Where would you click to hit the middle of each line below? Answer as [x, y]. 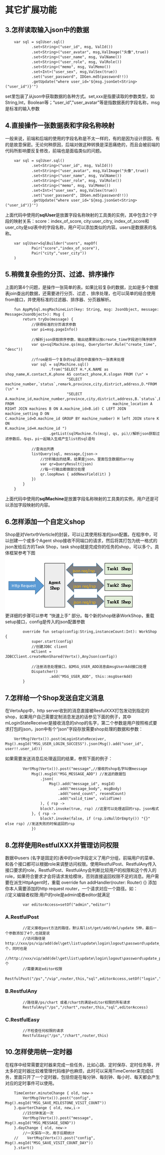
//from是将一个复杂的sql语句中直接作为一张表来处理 [78, 360]
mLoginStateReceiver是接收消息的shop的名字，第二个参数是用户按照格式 [79, 723]
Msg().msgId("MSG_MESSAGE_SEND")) [41, 1123]
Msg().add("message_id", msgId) [82, 784]
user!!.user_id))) [24, 749]
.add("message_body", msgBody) [90, 789]
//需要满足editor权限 [42, 969]
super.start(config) [52, 642]
